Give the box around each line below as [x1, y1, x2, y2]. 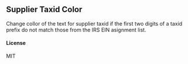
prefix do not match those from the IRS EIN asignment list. [6, 26, 147, 33]
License [6, 40, 26, 47]
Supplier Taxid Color [6, 5, 83, 15]
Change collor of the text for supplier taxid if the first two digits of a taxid [6, 20, 183, 27]
